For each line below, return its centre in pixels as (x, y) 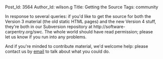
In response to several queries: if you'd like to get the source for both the (78, 16)
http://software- (109, 27)
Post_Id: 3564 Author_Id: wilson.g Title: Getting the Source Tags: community (82, 7)
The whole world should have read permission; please (99, 32)
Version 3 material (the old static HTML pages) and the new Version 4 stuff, (81, 22)
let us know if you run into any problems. (46, 37)
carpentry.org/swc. (24, 32)
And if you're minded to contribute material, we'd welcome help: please (77, 46)
